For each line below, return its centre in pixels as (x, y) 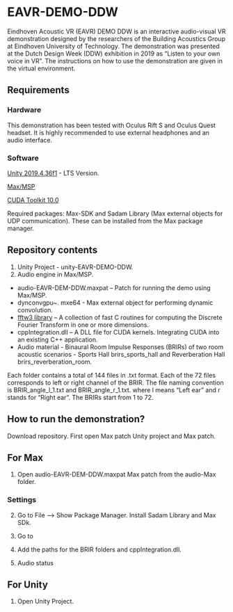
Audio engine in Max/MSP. (55, 274)
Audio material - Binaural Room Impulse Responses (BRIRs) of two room (120, 347)
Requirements (38, 90)
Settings (22, 500)
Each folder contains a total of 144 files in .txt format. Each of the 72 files (112, 375)
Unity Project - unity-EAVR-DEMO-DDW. (75, 267)
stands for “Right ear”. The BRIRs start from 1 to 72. (81, 397)
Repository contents (53, 250)
